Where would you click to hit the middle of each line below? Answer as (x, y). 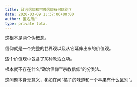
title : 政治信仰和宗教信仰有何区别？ (39, 10)
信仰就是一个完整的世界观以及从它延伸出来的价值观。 (59, 48)
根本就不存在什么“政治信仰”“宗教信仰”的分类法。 (54, 69)
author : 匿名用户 (22, 19)
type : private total (26, 23)
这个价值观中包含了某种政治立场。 (40, 59)
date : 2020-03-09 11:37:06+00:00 (40, 14)
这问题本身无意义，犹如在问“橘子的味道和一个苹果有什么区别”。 (70, 80)
